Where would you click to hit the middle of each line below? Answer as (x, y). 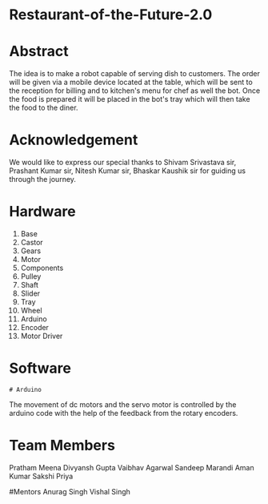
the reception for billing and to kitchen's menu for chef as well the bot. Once (135, 91)
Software (40, 368)
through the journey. (43, 179)
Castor (32, 242)
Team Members (62, 446)
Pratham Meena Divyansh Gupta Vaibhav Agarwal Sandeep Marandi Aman (132, 467)
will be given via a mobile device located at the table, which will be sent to (131, 83)
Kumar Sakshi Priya (41, 476)
